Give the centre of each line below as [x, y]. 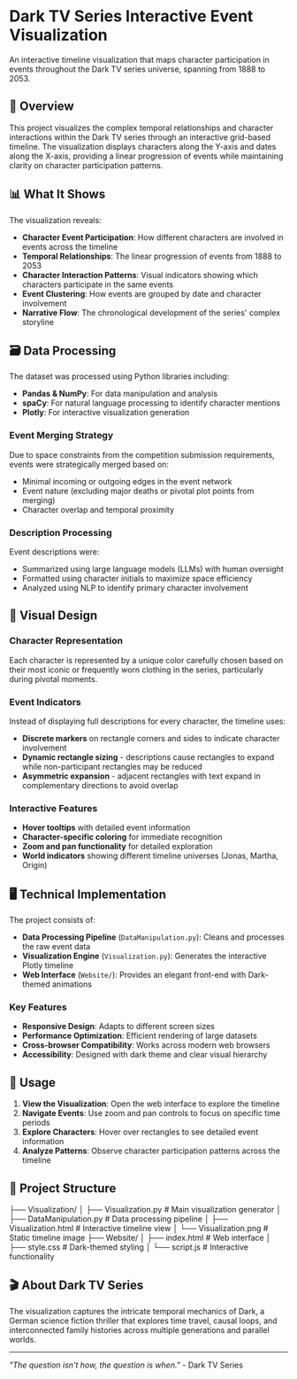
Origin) [34, 865]
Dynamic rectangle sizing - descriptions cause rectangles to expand [148, 757]
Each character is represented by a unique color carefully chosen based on [146, 660]
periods [36, 1123]
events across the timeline [70, 246]
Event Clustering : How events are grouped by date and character [142, 293]
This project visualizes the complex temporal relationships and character [141, 128]
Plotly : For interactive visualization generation [106, 413]
